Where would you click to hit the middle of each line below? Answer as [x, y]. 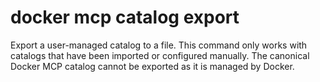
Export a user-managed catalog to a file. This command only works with [159, 45]
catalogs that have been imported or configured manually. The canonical [160, 55]
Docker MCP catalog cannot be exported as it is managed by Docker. [152, 66]
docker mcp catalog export [125, 17]
